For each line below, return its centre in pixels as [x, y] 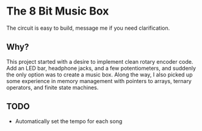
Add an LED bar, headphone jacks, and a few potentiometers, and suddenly [101, 68]
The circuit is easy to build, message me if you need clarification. [88, 28]
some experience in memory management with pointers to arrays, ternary [99, 81]
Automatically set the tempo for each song [69, 121]
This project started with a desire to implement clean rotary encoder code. [100, 61]
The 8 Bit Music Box [58, 11]
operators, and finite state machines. [52, 87]
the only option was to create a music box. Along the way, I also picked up [99, 75]
